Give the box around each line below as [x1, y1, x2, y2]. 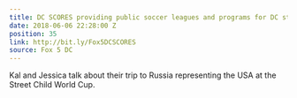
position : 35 [9, 29, 57, 38]
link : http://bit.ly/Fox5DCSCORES [9, 37, 137, 47]
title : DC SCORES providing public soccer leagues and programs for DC [9, 12, 278, 22]
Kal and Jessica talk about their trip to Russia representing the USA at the [9, 70, 277, 80]
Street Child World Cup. [9, 79, 95, 90]
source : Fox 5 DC [9, 46, 73, 55]
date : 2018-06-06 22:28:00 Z [9, 21, 117, 30]
